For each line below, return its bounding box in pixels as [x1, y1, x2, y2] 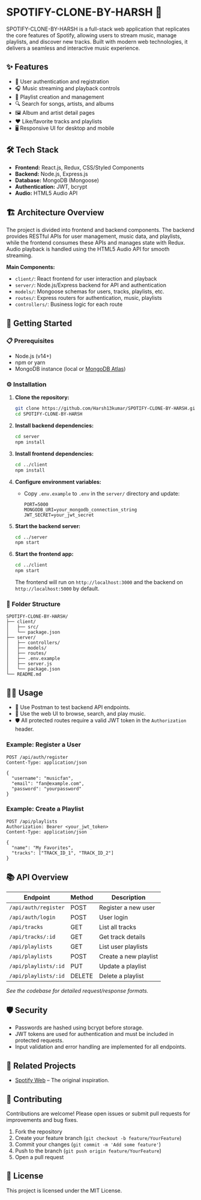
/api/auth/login [9, 913, 56, 921]
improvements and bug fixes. [6, 1116, 79, 1124]
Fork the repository [14, 1128, 63, 1135]
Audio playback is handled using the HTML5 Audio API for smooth [6, 246, 170, 253]
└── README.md [6, 671, 42, 678]
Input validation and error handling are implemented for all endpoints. [14, 1043, 187, 1050]
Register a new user [98, 903, 155, 912]
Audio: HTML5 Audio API [14, 189, 78, 196]
